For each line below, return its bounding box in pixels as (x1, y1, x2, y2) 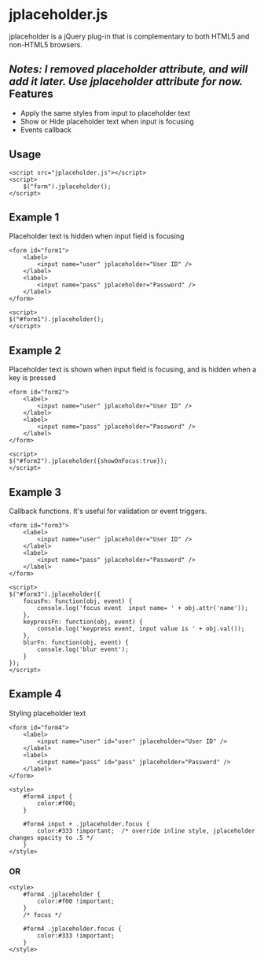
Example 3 (9, 486, 62, 499)
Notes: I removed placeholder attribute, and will (9, 63, 248, 76)
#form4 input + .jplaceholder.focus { (23, 820, 150, 828)
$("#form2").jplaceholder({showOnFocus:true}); (9, 457, 168, 465)
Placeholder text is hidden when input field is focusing (9, 231, 185, 241)
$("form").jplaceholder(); (23, 183, 112, 190)
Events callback (20, 124, 72, 135)
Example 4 (9, 687, 62, 701)
